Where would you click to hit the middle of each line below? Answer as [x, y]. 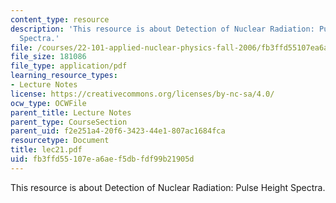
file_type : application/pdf [69, 66]
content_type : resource [60, 19]
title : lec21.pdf [46, 150]
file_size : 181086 [48, 57]
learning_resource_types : [64, 76]
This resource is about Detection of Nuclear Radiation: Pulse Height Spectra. [168, 187]
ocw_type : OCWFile [48, 103]
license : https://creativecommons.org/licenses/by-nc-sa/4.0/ [142, 94]
